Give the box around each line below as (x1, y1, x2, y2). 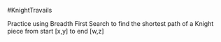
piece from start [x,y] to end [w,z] (7, 27, 104, 35)
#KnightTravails (7, 6, 52, 14)
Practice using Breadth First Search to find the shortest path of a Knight (7, 20, 214, 27)
